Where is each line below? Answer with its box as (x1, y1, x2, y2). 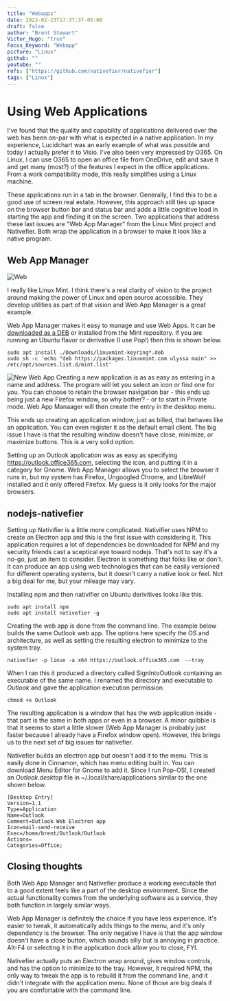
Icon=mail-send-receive (7, 824, 76, 830)
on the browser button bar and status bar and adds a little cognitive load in (7, 206, 218, 214)
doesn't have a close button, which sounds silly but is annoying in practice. (7, 936, 220, 944)
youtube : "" (7, 61, 41, 68)
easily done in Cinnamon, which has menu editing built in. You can (7, 758, 194, 767)
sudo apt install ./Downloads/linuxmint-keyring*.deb (7, 349, 165, 356)
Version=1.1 (7, 800, 41, 806)
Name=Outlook (7, 812, 45, 819)
